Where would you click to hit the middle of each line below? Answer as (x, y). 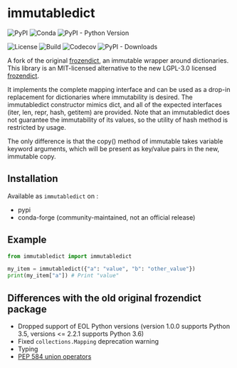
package (27, 309)
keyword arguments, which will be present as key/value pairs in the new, (113, 148)
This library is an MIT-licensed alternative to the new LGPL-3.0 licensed (112, 68)
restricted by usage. (37, 127)
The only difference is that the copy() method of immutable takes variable (115, 141)
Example (27, 240)
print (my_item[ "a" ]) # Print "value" (63, 276)
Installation (33, 179)
